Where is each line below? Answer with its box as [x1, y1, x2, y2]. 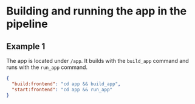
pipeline [6, 17, 48, 31]
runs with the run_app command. [6, 63, 88, 71]
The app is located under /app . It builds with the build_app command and [6, 57, 190, 64]
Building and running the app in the [6, 4, 187, 18]
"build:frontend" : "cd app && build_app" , [12, 80, 121, 87]
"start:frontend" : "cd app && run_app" [12, 86, 113, 93]
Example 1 [6, 41, 46, 51]
